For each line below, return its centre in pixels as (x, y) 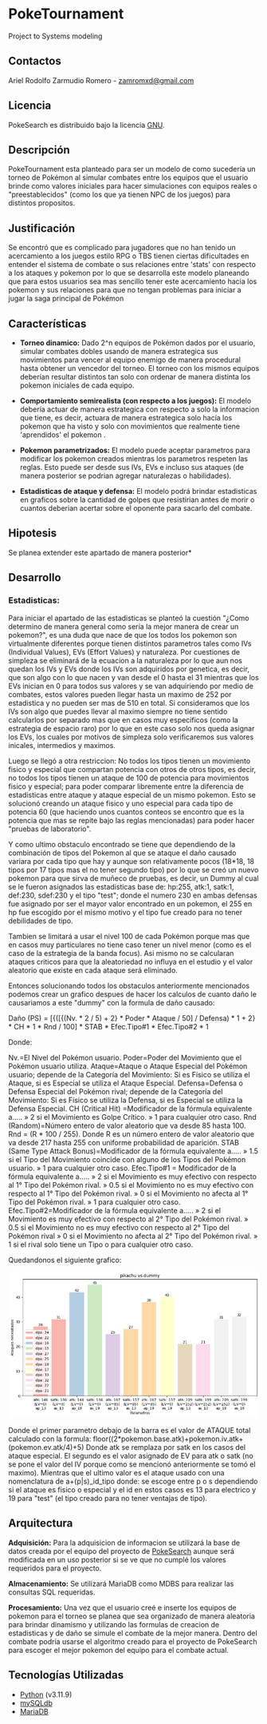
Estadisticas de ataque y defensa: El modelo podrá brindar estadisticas (138, 491)
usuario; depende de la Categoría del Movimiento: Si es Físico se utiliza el (129, 1074)
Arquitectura (41, 1523)
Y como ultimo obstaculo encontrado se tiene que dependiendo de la (122, 844)
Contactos (35, 61)
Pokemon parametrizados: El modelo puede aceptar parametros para (135, 450)
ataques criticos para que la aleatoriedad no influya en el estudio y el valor (131, 962)
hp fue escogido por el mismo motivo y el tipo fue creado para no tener (126, 912)
